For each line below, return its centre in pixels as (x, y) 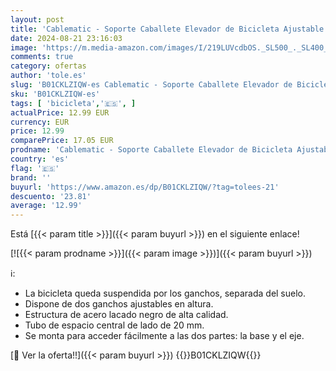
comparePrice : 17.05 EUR (62, 141)
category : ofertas (48, 66)
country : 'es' (40, 159)
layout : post (37, 19)
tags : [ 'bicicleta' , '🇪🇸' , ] (73, 103)
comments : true (42, 57)
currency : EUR (40, 122)
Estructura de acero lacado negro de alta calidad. (126, 315)
